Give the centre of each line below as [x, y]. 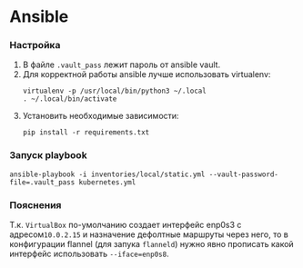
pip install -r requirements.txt [86, 133]
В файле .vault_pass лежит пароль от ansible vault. [121, 65]
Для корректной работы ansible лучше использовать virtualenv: [146, 74]
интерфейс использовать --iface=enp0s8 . [90, 254]
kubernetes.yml [107, 182]
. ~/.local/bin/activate [70, 99]
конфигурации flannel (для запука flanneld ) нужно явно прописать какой [151, 244]
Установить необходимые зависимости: [101, 116]
